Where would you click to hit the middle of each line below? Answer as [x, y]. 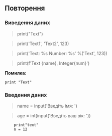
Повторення [25, 8]
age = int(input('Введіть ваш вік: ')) [54, 115]
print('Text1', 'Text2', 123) [43, 43]
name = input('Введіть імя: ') [47, 106]
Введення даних [26, 95]
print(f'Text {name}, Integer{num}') [53, 63]
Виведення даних [28, 23]
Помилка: [16, 73]
